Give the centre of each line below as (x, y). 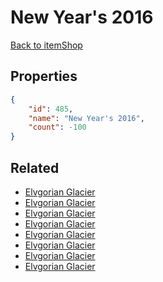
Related (35, 167)
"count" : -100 (57, 127)
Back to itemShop (46, 45)
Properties (44, 76)
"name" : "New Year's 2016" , (86, 118)
